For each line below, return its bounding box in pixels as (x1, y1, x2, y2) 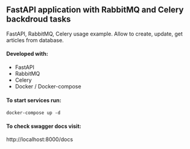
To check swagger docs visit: (6, 123, 81, 130)
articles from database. (6, 36, 65, 44)
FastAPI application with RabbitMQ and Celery (6, 5, 184, 15)
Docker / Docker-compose (14, 83, 81, 90)
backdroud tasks (6, 14, 71, 25)
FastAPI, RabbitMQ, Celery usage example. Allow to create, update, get (6, 30, 183, 37)
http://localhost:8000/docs (6, 136, 74, 143)
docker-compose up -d (6, 110, 61, 116)
